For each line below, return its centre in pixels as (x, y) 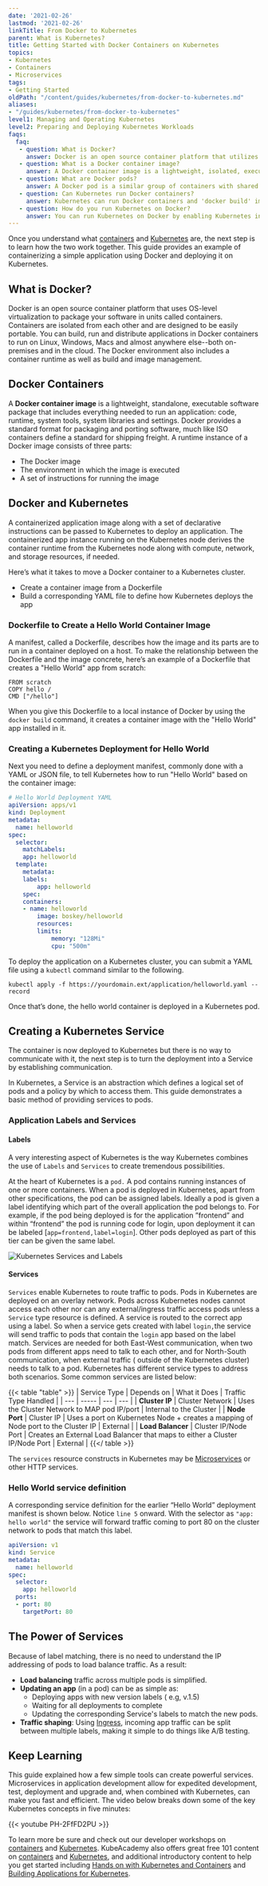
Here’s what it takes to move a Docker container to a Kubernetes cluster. (127, 572)
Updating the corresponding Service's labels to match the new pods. (145, 1714)
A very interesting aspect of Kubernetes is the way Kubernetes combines (128, 1157)
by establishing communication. (61, 1067)
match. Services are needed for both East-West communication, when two (130, 1343)
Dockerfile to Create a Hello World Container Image (110, 625)
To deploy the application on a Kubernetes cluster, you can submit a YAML (130, 961)
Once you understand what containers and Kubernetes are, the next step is (132, 239)
